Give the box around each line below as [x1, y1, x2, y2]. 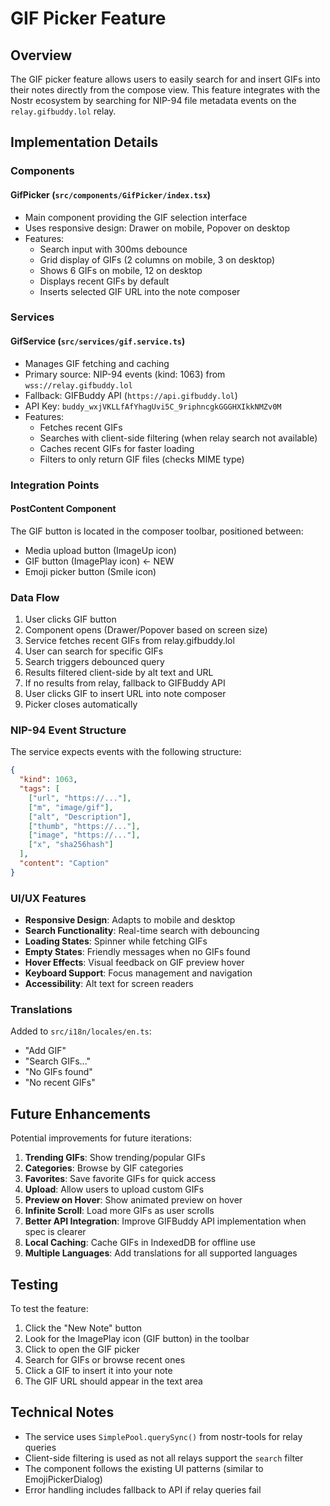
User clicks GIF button [24, 613, 117, 626]
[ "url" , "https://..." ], [28, 793, 132, 803]
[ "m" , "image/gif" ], [28, 802, 114, 812]
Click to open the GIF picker [24, 1343, 140, 1356]
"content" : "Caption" [19, 858, 110, 869]
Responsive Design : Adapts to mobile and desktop [24, 914, 236, 926]
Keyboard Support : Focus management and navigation [24, 967, 253, 979]
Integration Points [10, 478, 100, 492]
